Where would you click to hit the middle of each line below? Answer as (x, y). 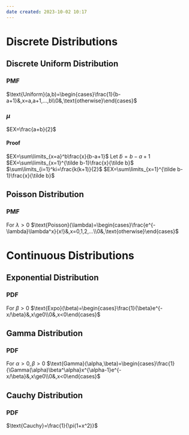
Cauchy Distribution (44, 395)
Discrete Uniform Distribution (62, 64)
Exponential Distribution (52, 278)
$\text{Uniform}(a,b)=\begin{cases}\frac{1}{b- (64, 94)
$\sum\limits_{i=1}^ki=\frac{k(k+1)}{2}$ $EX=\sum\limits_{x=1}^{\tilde (91, 169)
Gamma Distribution (44, 333)
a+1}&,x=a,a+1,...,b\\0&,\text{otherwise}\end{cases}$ (72, 101)
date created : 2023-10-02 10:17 (46, 12)
